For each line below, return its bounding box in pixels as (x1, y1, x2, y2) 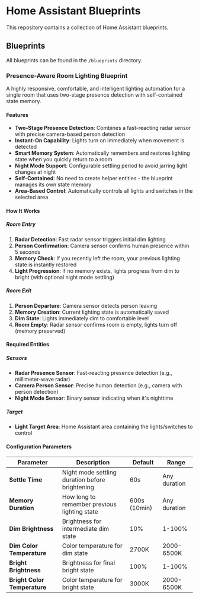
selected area (14, 194, 49, 201)
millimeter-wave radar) (14, 375, 70, 383)
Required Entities (6, 341, 49, 348)
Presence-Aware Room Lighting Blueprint (6, 71, 128, 79)
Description (76, 458, 110, 466)
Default (132, 458, 154, 466)
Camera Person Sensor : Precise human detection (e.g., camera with (14, 382, 182, 389)
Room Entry (6, 221, 36, 228)
